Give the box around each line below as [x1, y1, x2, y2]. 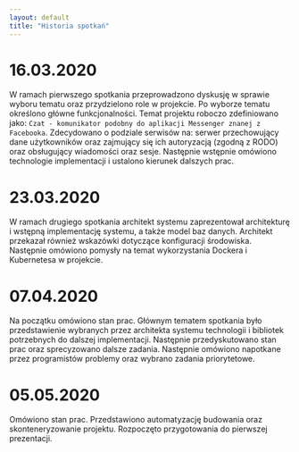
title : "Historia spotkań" [9, 21, 110, 30]
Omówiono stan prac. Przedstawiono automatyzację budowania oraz [9, 414, 263, 425]
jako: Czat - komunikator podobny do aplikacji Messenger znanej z [9, 118, 262, 129]
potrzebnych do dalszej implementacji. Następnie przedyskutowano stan [9, 334, 277, 345]
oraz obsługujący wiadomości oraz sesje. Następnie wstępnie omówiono [9, 146, 277, 157]
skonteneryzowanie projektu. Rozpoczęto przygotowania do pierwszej [9, 423, 268, 434]
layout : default [9, 13, 70, 22]
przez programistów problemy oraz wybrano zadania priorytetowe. [9, 354, 256, 364]
